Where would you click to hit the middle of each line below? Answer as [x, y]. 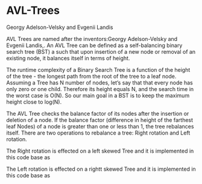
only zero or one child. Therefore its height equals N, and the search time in [100, 89]
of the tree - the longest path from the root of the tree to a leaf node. [91, 76]
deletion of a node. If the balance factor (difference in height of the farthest [100, 120]
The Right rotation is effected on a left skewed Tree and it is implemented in [100, 151]
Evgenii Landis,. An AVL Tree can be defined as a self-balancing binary [94, 45]
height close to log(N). [34, 102]
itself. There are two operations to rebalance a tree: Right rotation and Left [98, 133]
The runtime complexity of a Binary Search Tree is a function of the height [98, 69]
